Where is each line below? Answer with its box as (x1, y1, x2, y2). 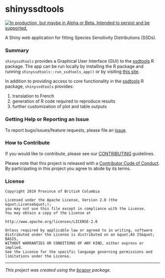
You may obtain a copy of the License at (5, 211, 91, 216)
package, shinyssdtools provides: (5, 83, 74, 89)
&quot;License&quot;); (5, 202, 52, 207)
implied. (5, 245, 23, 250)
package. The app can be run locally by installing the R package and (5, 63, 144, 70)
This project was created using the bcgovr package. (5, 267, 111, 273)
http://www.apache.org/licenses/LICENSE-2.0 (5, 219, 98, 224)
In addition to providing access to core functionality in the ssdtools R (5, 78, 144, 84)
